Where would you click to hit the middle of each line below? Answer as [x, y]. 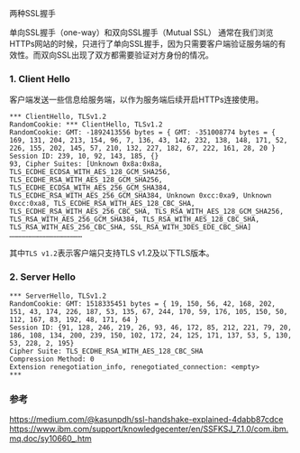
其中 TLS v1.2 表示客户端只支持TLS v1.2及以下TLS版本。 [112, 253]
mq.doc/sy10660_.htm [50, 438]
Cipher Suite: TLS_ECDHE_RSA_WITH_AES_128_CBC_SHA [106, 351]
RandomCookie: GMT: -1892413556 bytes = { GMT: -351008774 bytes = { [143, 133]
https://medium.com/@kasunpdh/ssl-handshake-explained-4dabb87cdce [146, 419]
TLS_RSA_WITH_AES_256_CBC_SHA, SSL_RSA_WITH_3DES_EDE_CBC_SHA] [131, 227]
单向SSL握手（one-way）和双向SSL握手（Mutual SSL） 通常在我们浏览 [141, 32]
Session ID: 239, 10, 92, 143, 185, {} [84, 156]
